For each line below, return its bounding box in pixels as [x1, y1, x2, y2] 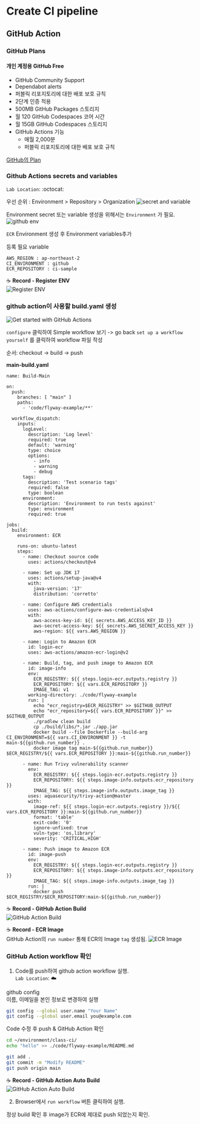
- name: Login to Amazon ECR [22, 639, 96, 645]
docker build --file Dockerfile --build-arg [33, 729, 148, 736]
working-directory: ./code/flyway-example [28, 692, 137, 698]
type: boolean [28, 490, 64, 496]
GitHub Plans [6, 47, 46, 55]
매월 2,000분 [24, 135, 56, 143]
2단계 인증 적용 [15, 97, 52, 105]
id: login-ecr [28, 644, 64, 651]
